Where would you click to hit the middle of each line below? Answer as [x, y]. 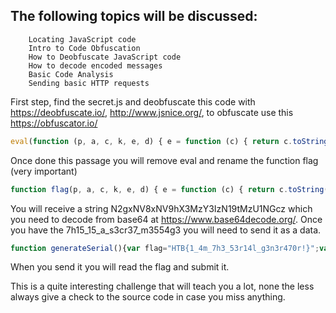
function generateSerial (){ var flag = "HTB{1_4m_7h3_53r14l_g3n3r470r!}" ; [165, 248]
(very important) [44, 171]
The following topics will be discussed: [134, 16]
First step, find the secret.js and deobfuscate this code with [133, 101]
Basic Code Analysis [71, 74]
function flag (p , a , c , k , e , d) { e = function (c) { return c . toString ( [169, 189]
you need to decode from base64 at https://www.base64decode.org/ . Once [166, 219]
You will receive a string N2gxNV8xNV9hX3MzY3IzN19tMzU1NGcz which [161, 208]
